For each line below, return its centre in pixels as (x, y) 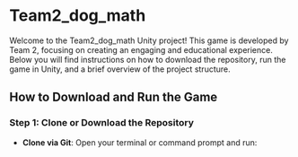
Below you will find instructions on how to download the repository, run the (148, 59)
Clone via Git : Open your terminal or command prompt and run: (140, 142)
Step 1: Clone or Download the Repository (102, 123)
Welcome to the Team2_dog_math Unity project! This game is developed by (149, 40)
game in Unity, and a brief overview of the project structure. (120, 69)
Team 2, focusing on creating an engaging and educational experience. (141, 49)
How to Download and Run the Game (114, 97)
